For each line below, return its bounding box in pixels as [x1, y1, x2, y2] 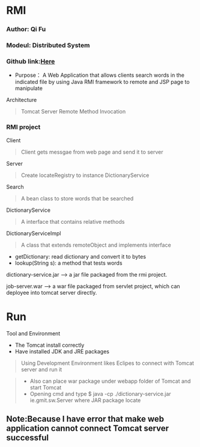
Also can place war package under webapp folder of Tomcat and [29, 377, 191, 385]
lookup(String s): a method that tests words [14, 259, 123, 266]
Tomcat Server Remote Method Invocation [20, 108, 126, 115]
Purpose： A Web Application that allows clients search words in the [14, 71, 185, 79]
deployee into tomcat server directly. [6, 289, 97, 296]
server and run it [20, 365, 62, 373]
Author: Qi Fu [6, 25, 46, 34]
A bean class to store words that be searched [20, 194, 134, 202]
